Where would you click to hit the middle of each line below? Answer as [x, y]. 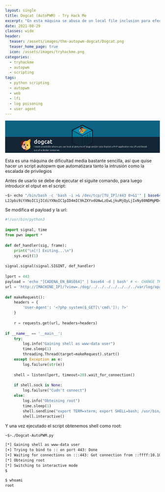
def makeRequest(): [25, 297]
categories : [17, 57]
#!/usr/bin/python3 [25, 219]
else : [20, 396]
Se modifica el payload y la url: [36, 210]
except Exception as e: [38, 359]
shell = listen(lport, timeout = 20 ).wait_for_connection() [74, 375]
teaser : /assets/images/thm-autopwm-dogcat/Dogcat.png [67, 42]
